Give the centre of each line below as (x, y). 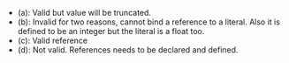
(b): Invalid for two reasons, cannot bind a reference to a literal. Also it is (149, 22)
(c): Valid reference (53, 40)
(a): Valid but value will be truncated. (84, 13)
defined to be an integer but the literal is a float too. (111, 31)
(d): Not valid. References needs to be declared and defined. (128, 50)
